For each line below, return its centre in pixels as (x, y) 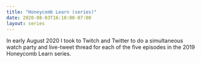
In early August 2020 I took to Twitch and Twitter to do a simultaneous (95, 41)
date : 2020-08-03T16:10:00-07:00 (49, 18)
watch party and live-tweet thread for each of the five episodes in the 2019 (101, 47)
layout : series (26, 23)
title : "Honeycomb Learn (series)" (52, 12)
